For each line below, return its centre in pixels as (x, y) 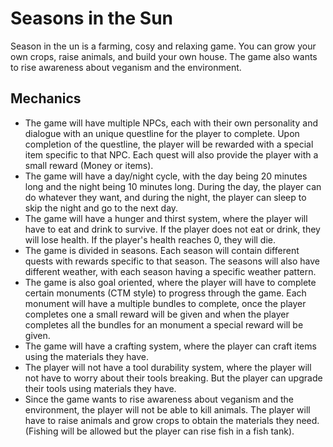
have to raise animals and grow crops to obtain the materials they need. (172, 420)
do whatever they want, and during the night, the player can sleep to (165, 197)
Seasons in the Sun (92, 18)
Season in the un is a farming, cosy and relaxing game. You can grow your (163, 46)
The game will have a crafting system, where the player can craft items (170, 346)
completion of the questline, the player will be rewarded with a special (169, 144)
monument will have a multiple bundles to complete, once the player (165, 303)
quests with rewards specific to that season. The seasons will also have (172, 261)
